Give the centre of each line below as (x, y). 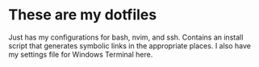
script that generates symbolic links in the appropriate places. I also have (130, 45)
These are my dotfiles (83, 15)
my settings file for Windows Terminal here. (81, 54)
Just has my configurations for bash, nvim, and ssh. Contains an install (126, 37)
